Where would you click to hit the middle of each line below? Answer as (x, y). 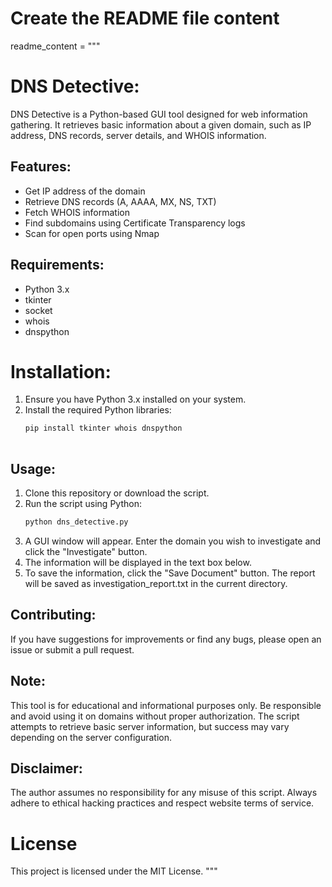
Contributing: (53, 615)
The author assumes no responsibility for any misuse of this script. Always (164, 793)
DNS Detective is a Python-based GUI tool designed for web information (159, 114)
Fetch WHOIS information (77, 212)
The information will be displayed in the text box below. (138, 562)
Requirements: (57, 265)
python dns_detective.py (76, 522)
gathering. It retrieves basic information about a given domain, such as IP (161, 124)
